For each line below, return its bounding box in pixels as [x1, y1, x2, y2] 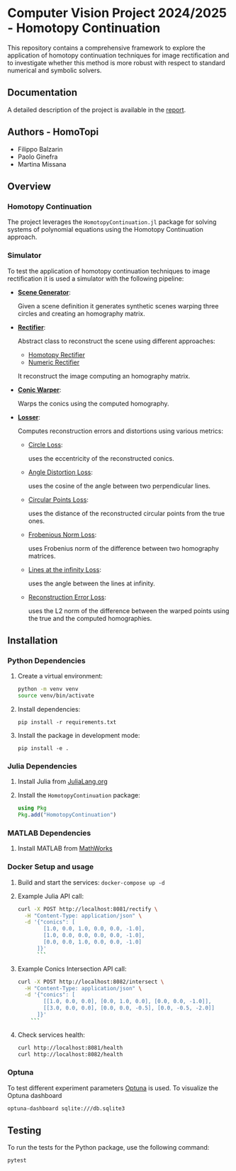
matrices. [28, 551, 56, 560]
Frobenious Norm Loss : [28, 530, 97, 539]
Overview [7, 180, 52, 192]
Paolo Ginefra [17, 152, 58, 161]
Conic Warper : [17, 385, 62, 394]
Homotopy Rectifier [28, 350, 85, 359]
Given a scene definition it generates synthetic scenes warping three [17, 301, 219, 310]
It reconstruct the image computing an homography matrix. [17, 371, 191, 380]
